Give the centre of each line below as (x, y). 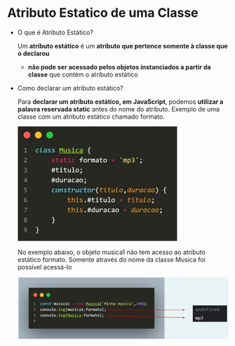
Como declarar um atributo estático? (70, 88)
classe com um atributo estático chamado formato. (91, 117)
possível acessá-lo (45, 267)
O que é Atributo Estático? (55, 32)
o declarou (33, 53)
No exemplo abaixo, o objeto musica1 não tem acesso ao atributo (111, 252)
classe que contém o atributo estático (83, 74)
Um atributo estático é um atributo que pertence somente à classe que (122, 46)
